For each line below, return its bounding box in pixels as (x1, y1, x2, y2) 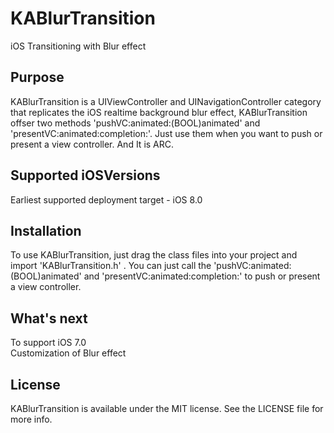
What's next (10, 310, 88, 327)
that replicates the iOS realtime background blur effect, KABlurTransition (10, 106, 308, 118)
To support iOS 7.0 (10, 337, 87, 349)
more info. (10, 413, 53, 425)
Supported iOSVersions (10, 167, 161, 184)
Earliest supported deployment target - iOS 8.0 (10, 193, 203, 206)
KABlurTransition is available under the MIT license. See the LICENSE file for (10, 403, 324, 414)
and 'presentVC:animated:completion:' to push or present (83, 270, 321, 282)
